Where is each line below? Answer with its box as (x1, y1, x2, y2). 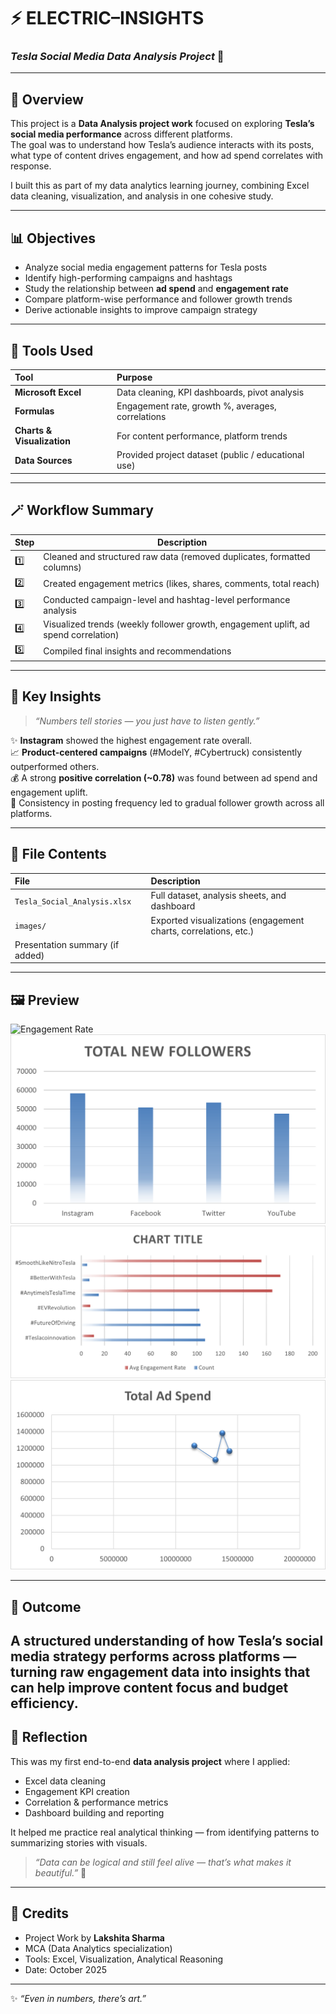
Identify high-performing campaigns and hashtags (24, 272, 233, 284)
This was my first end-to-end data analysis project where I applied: (10, 1755, 291, 1767)
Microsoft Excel (14, 386, 82, 398)
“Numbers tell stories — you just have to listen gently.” (34, 715, 260, 727)
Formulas (14, 405, 55, 417)
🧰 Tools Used (10, 342, 94, 359)
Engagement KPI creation (24, 1785, 130, 1797)
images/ (14, 921, 47, 932)
